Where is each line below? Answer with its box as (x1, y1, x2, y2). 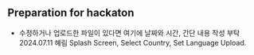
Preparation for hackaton (7, 6, 135, 20)
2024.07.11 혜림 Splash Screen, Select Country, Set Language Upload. (18, 38, 247, 47)
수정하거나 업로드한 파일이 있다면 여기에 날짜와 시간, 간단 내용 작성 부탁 (18, 27, 240, 38)
